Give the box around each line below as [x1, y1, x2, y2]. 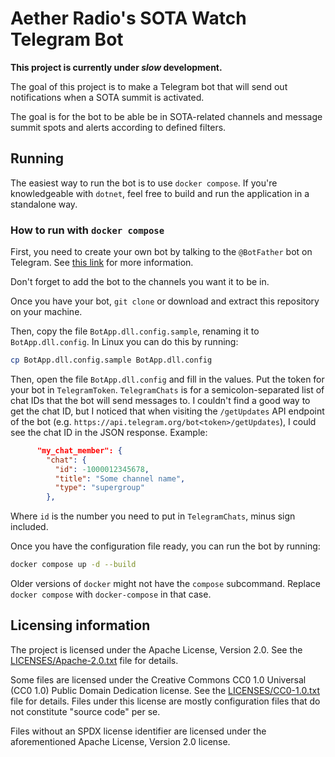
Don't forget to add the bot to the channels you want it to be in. [10, 276, 270, 288]
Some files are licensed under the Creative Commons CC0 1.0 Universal [10, 673, 307, 686]
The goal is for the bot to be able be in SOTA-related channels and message [10, 110, 323, 122]
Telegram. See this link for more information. [10, 257, 194, 269]
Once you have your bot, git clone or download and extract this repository [10, 295, 320, 307]
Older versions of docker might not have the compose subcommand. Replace [10, 578, 321, 590]
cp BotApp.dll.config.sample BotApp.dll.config [10, 355, 213, 366]
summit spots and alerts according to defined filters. [10, 121, 227, 133]
